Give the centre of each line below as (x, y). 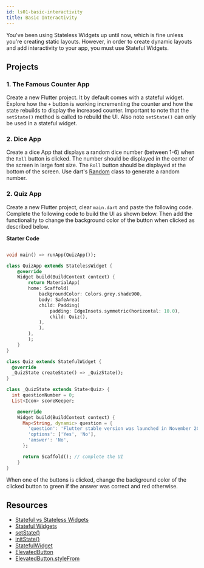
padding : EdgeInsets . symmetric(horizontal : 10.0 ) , (115, 311)
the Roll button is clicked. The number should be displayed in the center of (100, 159)
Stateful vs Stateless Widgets (52, 520)
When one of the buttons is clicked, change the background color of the (97, 480)
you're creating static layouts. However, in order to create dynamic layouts (99, 41)
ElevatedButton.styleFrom (47, 559)
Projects (22, 67)
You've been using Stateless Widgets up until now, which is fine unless (95, 35)
